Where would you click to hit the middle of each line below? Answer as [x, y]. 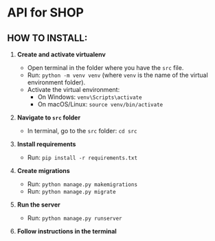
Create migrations [43, 171]
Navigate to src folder [49, 117]
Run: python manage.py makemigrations [82, 184]
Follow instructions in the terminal [67, 231]
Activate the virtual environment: [73, 90]
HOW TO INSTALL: [47, 38]
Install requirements [46, 144]
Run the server [38, 205]
